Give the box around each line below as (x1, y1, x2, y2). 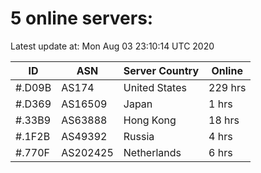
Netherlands (123, 145, 182, 159)
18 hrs (208, 113, 240, 127)
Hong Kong (123, 113, 177, 127)
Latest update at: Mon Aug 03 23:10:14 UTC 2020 (10, 40, 215, 52)
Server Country (123, 63, 200, 77)
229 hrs (208, 80, 247, 94)
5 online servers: (10, 7, 154, 30)
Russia (123, 129, 155, 143)
